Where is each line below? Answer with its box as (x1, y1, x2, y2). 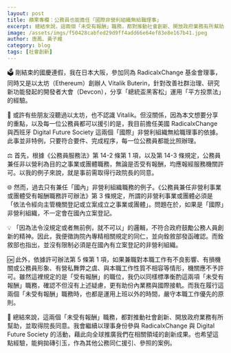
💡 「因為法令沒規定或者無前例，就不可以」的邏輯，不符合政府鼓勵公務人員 (7, 223, 218, 231)
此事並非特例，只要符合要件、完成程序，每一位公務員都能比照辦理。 (7, 136, 200, 145)
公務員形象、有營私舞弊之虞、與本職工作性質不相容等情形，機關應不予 (19, 264, 218, 272)
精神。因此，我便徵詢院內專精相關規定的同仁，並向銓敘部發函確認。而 (19, 232, 218, 240)
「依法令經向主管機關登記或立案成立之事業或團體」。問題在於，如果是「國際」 (7, 200, 224, 208)
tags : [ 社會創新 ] (7, 49, 53, 56)
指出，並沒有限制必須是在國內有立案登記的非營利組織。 (25, 240, 182, 248)
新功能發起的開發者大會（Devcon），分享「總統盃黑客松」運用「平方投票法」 (7, 87, 222, 96)
